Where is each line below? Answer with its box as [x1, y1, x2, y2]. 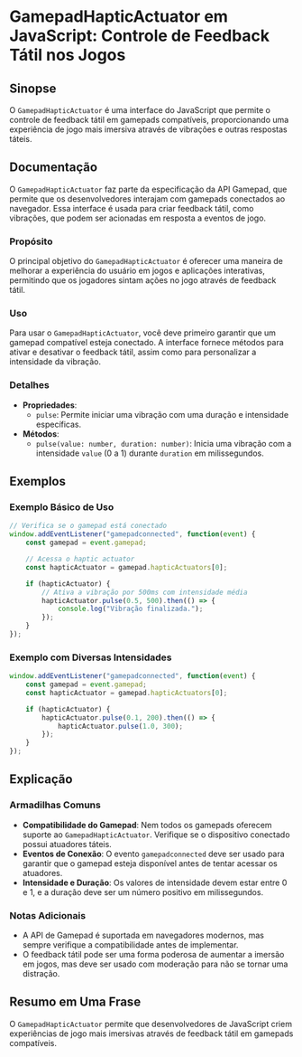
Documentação [9, 160, 97, 175]
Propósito [9, 235, 53, 248]
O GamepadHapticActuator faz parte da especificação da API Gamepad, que [9, 184, 288, 194]
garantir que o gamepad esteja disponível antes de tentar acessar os [22, 857, 278, 869]
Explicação [9, 771, 73, 788]
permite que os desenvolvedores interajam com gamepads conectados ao [9, 193, 286, 204]
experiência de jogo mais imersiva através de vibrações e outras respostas [9, 124, 288, 135]
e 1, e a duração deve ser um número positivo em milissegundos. [22, 886, 264, 897]
